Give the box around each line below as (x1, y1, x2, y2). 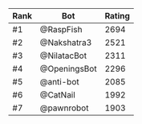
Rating (104, 10, 131, 21)
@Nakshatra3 (39, 37, 92, 48)
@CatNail (39, 89, 76, 100)
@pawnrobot (39, 102, 89, 114)
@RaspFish (39, 24, 83, 35)
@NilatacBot (39, 50, 87, 61)
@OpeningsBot (39, 64, 98, 74)
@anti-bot (39, 76, 79, 87)
